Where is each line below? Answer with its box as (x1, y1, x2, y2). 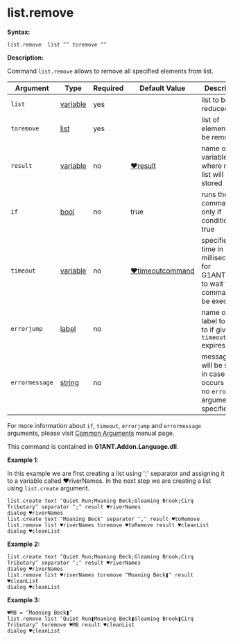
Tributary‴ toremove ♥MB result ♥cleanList (7, 621, 135, 629)
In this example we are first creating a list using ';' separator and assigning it (7, 469, 225, 477)
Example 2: (7, 540, 40, 548)
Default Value (139, 83, 186, 93)
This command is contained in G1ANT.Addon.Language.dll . (7, 442, 179, 450)
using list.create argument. (7, 484, 90, 492)
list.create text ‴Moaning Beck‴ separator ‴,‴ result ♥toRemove (7, 515, 200, 522)
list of (201, 114, 220, 124)
